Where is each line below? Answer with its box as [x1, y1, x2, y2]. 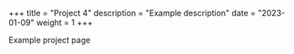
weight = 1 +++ [35, 17, 93, 28]
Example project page [8, 35, 91, 45]
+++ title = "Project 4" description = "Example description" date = [8, 8, 257, 18]
